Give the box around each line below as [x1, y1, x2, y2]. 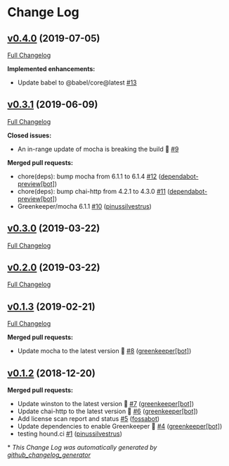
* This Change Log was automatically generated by [7, 443, 157, 452]
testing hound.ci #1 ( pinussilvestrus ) [17, 429, 123, 438]
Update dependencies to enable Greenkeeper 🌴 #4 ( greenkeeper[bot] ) [17, 422, 223, 431]
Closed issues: [7, 131, 52, 140]
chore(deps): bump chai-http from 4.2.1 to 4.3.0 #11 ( [17, 187, 170, 195]
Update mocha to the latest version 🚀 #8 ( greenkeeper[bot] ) [17, 347, 192, 355]
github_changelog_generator [7, 450, 91, 459]
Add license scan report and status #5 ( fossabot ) [17, 415, 160, 423]
